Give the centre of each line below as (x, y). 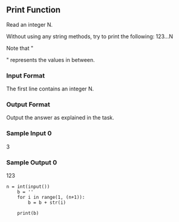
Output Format (28, 104)
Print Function (34, 10)
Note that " (20, 48)
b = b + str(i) (47, 203)
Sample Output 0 (32, 162)
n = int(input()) (28, 187)
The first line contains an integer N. (50, 89)
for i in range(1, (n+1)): (51, 197)
